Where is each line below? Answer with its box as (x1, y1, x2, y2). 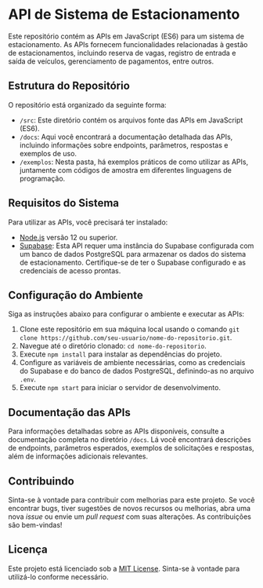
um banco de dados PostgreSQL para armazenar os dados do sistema (19, 249, 247, 258)
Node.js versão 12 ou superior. (19, 232, 118, 242)
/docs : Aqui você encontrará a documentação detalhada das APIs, (19, 132, 233, 141)
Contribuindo (8, 474, 74, 488)
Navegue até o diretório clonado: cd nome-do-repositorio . (19, 341, 207, 351)
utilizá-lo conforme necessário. (8, 572, 109, 582)
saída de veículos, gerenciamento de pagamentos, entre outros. (8, 57, 214, 66)
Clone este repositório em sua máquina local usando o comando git (19, 324, 240, 334)
